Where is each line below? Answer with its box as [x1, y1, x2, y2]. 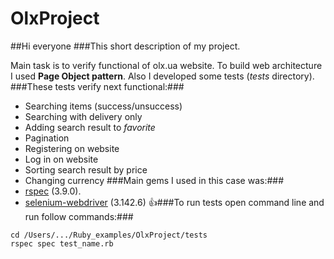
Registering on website [24, 142, 120, 154]
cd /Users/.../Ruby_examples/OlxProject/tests [10, 230, 208, 240]
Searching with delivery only [24, 110, 143, 122]
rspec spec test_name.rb [10, 238, 114, 249]
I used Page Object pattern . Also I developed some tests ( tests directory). [10, 70, 315, 82]
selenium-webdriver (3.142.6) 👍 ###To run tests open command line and [24, 196, 325, 208]
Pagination [24, 132, 70, 144]
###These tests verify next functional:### [10, 80, 185, 92]
